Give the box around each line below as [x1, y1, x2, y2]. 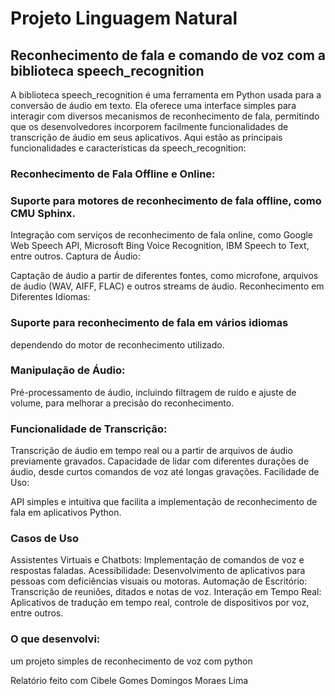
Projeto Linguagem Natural [10, 7, 238, 30]
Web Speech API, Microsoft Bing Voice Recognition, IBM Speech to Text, [10, 240, 310, 252]
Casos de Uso [10, 532, 79, 546]
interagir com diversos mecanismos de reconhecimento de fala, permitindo [10, 110, 320, 122]
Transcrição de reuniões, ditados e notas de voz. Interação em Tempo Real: [10, 586, 322, 598]
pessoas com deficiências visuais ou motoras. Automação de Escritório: [10, 575, 308, 587]
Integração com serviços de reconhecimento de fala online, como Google [10, 229, 314, 241]
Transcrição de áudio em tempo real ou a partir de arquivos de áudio [10, 445, 293, 457]
